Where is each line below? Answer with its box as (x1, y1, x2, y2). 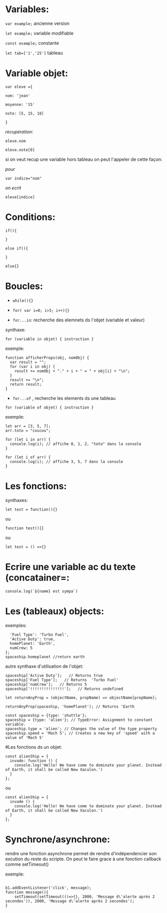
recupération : (5, 128, 34, 135)
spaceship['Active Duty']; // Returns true (5, 673, 103, 678)
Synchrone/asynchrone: (5, 833, 110, 845)
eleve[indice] (5, 194, 35, 200)
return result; (10, 382, 42, 387)
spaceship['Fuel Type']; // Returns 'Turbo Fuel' (5, 677, 119, 682)
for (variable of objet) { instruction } (5, 405, 94, 410)
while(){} (12, 298, 34, 303)
